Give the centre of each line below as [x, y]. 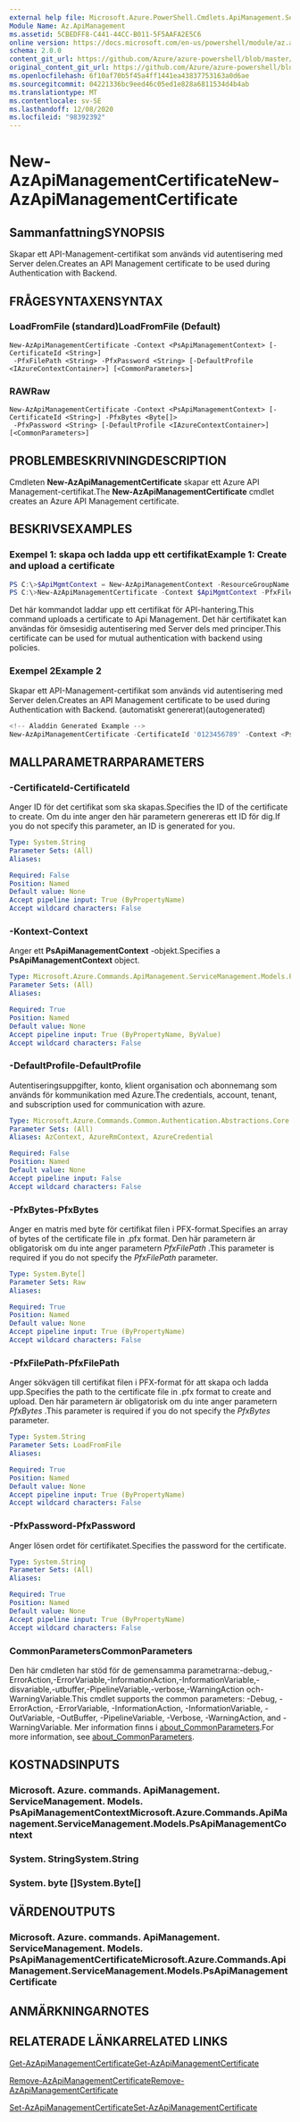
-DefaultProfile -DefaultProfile [75, 1065]
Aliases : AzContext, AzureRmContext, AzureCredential [112, 1137]
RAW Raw [30, 391]
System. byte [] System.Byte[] [75, 1883]
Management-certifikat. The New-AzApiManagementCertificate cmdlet [142, 491]
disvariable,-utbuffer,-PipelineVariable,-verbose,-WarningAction [127, 1689]
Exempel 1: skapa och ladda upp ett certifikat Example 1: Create [148, 555]
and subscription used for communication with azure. [108, 1104]
